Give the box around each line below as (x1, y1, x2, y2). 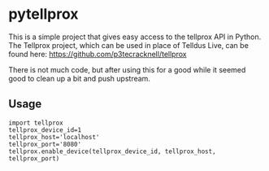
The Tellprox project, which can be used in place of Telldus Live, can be (8, 40, 249, 50)
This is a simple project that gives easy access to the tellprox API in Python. (8, 32, 262, 42)
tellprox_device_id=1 (8, 125, 82, 134)
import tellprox (8, 119, 63, 127)
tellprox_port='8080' (8, 140, 82, 148)
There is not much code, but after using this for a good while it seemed (8, 64, 246, 74)
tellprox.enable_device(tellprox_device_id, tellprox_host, (8, 147, 217, 156)
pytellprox (8, 5, 79, 24)
